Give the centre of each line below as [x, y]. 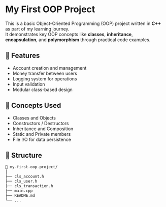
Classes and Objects [34, 117]
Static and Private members [42, 134]
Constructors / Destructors [41, 123]
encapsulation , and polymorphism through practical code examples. [78, 40]
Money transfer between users [45, 73]
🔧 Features [23, 56]
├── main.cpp [19, 191]
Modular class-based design [42, 90]
